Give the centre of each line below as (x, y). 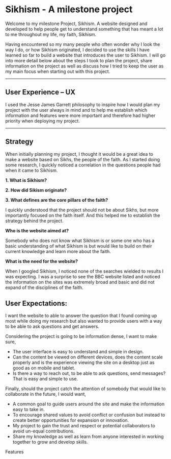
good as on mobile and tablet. (44, 368)
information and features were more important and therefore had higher (80, 115)
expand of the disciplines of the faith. (44, 287)
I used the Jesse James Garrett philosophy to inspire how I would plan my (83, 104)
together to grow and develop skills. (50, 442)
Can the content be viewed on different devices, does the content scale (88, 357)
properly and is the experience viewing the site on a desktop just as (83, 363)
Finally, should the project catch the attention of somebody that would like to (85, 389)
